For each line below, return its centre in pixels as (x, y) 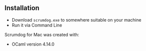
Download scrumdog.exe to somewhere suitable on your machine (76, 20)
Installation (22, 8)
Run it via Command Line (37, 25)
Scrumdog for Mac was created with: (42, 34)
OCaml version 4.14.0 (33, 44)
